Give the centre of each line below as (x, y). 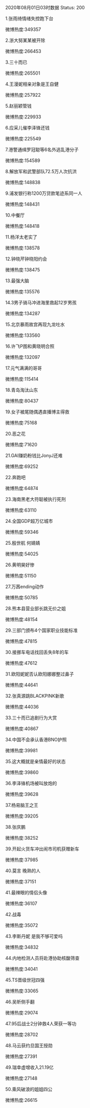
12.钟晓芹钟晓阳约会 (26, 259)
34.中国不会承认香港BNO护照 (36, 740)
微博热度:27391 (21, 1056)
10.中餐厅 (15, 215)
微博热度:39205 (22, 816)
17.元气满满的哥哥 (24, 368)
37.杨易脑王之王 (22, 805)
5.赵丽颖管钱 (18, 106)
